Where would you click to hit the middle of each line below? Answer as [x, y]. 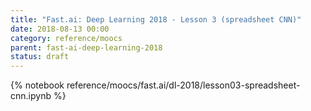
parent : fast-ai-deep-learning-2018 [86, 47]
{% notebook [37, 85]
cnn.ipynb [31, 96]
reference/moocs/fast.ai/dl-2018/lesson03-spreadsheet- [183, 85]
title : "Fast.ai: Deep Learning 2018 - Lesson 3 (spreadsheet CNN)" [156, 19]
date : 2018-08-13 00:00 [60, 29]
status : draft [40, 57]
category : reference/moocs [66, 38]
